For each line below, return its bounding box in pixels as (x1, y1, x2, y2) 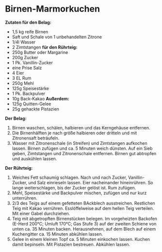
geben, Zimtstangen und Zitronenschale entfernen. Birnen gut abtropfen (12, 150, 157, 156)
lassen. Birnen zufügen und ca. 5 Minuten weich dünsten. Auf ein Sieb (12, 145, 153, 151)
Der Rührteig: (5, 165, 33, 171)
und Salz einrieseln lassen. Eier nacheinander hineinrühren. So (28, 179, 154, 185)
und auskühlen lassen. (12, 156, 57, 161)
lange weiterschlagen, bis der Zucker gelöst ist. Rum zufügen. (12, 185, 136, 190)
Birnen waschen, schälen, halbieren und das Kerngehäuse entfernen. (12, 125, 150, 130)
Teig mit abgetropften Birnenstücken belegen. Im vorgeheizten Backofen (12, 216, 158, 221)
